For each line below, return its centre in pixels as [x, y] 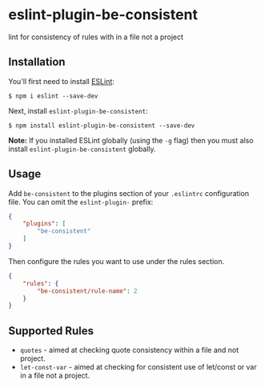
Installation [37, 62]
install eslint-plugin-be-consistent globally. [82, 149]
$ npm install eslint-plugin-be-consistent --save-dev [102, 126]
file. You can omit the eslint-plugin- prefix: [81, 202]
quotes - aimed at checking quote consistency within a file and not [129, 350]
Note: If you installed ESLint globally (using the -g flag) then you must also [131, 140]
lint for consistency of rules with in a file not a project [96, 37]
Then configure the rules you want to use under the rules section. [116, 261]
